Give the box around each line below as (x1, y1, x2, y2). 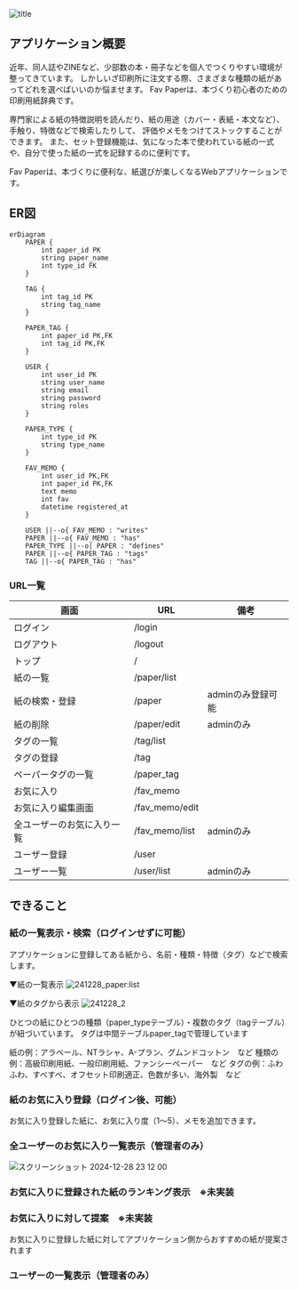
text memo (41, 487, 77, 495)
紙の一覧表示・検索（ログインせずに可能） (9, 927, 192, 939)
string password (41, 393, 101, 402)
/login (133, 621, 158, 633)
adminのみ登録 (207, 688, 269, 700)
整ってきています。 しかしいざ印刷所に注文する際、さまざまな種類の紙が (9, 72, 275, 84)
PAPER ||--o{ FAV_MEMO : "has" (25, 534, 141, 543)
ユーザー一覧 (13, 865, 67, 877)
